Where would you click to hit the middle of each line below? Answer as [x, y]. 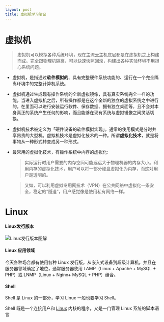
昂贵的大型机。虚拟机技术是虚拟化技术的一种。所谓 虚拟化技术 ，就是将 [87, 136]
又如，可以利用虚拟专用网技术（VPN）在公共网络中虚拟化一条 [87, 185]
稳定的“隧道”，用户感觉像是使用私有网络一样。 [80, 192]
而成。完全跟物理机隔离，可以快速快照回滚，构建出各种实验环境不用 [86, 61]
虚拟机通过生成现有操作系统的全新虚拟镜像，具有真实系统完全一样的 [81, 94]
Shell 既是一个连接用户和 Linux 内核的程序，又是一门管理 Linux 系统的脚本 [80, 308]
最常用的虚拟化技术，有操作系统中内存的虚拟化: [60, 152]
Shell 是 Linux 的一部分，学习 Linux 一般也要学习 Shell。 [62, 298]
